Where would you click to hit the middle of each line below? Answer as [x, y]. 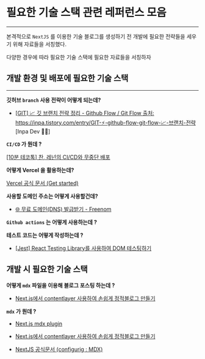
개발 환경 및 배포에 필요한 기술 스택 [67, 78]
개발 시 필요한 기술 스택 [47, 269]
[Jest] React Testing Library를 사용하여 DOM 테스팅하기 [83, 248]
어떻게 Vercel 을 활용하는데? [40, 170]
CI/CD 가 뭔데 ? [24, 144]
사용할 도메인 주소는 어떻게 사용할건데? [52, 196]
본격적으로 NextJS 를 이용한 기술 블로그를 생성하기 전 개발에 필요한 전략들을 [96, 36]
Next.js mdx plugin [39, 323]
